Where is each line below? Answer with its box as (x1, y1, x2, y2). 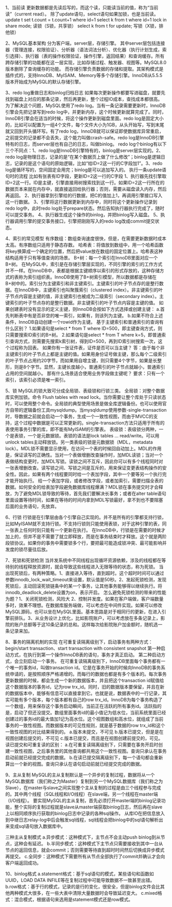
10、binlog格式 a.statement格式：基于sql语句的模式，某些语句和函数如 (5, 871, 155, 877)
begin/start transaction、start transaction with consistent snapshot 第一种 (5, 645, 161, 651)
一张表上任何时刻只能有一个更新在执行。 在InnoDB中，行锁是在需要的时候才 (5, 527, 165, 533)
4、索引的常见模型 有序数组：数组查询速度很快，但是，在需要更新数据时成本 (5, 235, 166, 242)
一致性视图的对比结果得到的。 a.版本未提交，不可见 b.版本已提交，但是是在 (5, 729, 164, 735)
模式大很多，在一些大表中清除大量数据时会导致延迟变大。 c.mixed (18, 890, 158, 896)
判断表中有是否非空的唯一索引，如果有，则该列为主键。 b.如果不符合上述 (9, 312, 163, 319)
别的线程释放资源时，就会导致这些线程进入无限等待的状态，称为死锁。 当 (9, 564, 164, 569)
